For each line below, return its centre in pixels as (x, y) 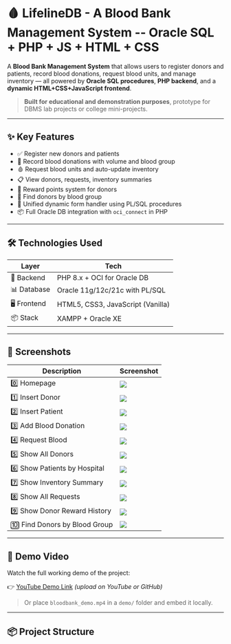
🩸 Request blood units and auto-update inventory (88, 169)
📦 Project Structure (51, 631)
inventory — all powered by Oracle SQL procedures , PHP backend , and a (112, 80)
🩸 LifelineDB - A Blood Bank (89, 13)
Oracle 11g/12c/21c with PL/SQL (111, 290)
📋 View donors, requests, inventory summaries (85, 179)
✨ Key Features (41, 137)
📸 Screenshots (39, 352)
